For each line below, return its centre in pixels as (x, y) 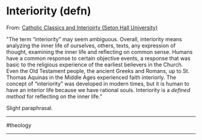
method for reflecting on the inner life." (54, 96)
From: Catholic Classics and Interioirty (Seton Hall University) (82, 28)
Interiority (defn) (49, 11)
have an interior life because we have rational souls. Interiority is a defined (98, 90)
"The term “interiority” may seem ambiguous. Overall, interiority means (94, 39)
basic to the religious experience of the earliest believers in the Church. (95, 65)
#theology (19, 125)
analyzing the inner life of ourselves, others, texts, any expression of (91, 45)
